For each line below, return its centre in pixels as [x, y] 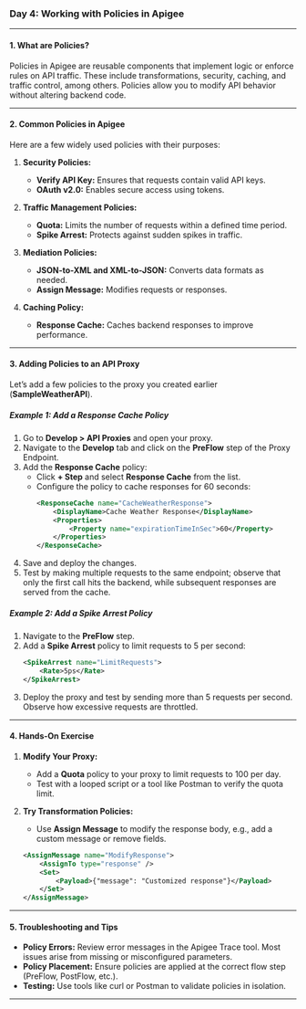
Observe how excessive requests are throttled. [110, 707]
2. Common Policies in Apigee [67, 124]
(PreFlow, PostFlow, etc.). [70, 976]
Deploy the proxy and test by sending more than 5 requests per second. [158, 697]
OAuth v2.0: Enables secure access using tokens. [130, 189]
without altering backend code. [68, 95]
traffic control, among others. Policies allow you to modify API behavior [143, 85]
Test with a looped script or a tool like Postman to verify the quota [160, 783]
